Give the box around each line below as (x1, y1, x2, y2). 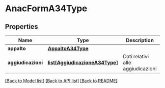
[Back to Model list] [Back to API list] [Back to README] (5, 78, 118, 84)
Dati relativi (122, 53, 149, 60)
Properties (5, 22, 38, 31)
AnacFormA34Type (5, 3, 87, 14)
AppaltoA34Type (47, 45, 89, 52)
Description (126, 37, 154, 44)
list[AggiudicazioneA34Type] (47, 59, 118, 66)
